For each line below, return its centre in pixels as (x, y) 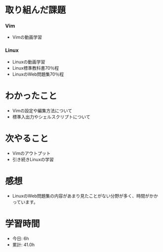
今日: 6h (20, 238)
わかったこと (31, 96)
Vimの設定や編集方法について (42, 110)
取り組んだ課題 (36, 10)
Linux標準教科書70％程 (36, 68)
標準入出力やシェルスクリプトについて (51, 117)
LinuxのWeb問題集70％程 (38, 74)
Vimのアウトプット (31, 153)
